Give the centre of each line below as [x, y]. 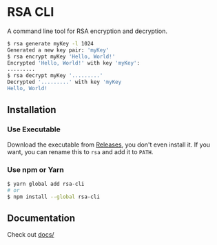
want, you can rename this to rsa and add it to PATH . [80, 151]
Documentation [41, 218]
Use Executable [34, 129]
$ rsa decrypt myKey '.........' [55, 76]
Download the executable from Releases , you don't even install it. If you [109, 145]
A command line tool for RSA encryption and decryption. [87, 31]
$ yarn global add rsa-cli [46, 184]
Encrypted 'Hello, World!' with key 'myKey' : [73, 63]
